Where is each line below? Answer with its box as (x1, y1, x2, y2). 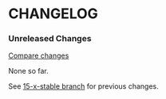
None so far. (8, 67, 49, 76)
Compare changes (8, 51, 69, 60)
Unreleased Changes (8, 33, 92, 44)
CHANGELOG (8, 5, 98, 23)
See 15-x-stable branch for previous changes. (8, 82, 160, 91)
